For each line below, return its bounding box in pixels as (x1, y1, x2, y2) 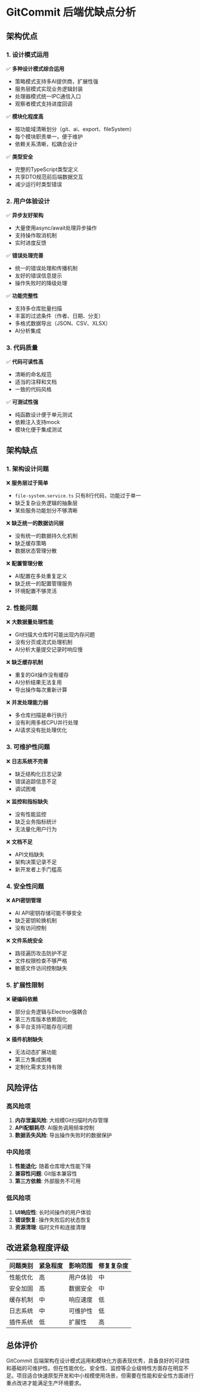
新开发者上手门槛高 (14, 865, 62, 873)
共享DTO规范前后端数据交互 (14, 173, 83, 180)
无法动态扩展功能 (14, 1048, 57, 1056)
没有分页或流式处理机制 (14, 639, 73, 646)
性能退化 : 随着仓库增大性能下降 (14, 1162, 91, 1170)
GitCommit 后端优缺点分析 (6, 5, 136, 19)
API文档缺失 (14, 850, 45, 858)
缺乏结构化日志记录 (14, 770, 62, 777)
